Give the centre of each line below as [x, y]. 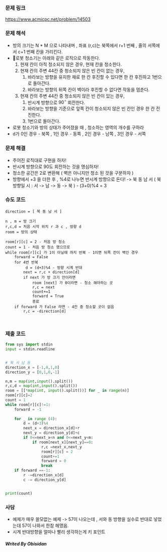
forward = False [31, 257]
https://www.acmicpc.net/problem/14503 [48, 19]
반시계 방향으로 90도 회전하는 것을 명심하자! [56, 166]
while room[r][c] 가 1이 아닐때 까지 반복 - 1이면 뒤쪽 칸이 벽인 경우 [72, 253]
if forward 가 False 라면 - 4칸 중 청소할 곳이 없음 [64, 307]
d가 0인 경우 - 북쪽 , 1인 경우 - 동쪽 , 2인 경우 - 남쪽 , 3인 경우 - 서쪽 [79, 134]
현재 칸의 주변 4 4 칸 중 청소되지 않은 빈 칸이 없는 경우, [72, 70]
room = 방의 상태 [21, 232]
